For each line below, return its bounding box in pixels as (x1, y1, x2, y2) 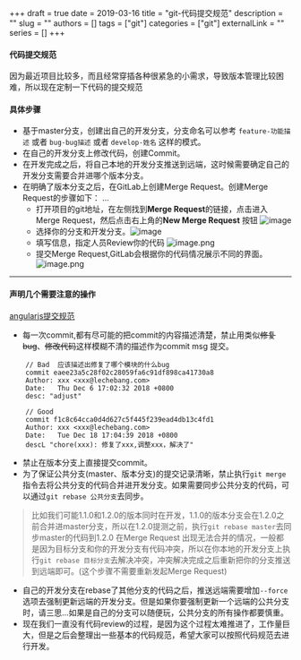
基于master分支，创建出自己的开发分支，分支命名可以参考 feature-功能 (21, 125, 285, 136)
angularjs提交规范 (9, 310, 75, 321)
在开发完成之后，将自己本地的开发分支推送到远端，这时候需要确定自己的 (21, 159, 289, 170)
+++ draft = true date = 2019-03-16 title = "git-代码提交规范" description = (9, 8, 284, 18)
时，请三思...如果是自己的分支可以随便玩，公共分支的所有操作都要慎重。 (21, 607, 288, 618)
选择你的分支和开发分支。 (35, 227, 131, 237)
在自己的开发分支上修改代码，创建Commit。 (21, 148, 185, 159)
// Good (25, 407, 54, 416)
